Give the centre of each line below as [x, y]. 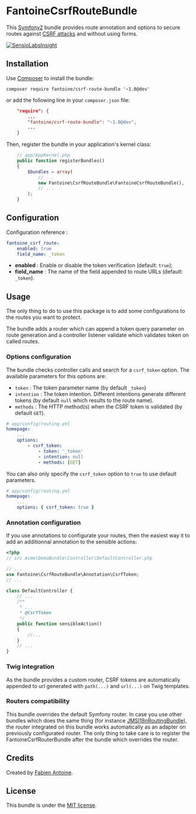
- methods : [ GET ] [59, 462]
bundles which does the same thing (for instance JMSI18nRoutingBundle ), [97, 720]
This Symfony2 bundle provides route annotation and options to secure [93, 27]
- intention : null [61, 457]
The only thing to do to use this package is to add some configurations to [96, 311]
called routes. [23, 341]
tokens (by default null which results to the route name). [84, 400]
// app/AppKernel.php [43, 156]
